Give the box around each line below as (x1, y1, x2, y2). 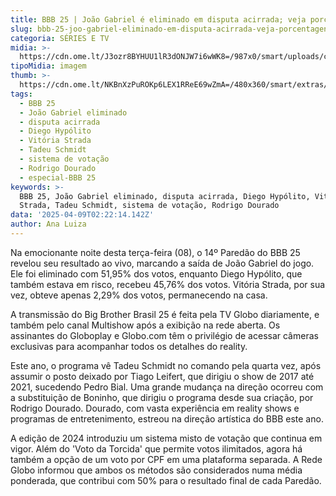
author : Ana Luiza (10, 219, 87, 230)
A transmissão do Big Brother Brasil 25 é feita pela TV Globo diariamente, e (10, 308, 320, 320)
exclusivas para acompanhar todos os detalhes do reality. (10, 340, 248, 352)
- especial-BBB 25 (19, 172, 97, 183)
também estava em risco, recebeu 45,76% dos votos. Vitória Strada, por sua (10, 278, 326, 290)
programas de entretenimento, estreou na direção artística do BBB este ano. (10, 412, 324, 425)
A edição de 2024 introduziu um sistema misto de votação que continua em (10, 432, 323, 444)
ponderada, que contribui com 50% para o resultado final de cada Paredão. (10, 474, 322, 486)
